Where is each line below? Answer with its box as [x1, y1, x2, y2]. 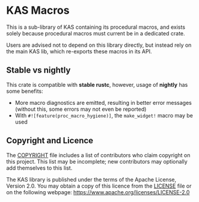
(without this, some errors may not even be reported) [14, 105, 147, 113]
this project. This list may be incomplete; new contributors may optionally [6, 158, 188, 165]
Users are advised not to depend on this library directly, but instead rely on [6, 41, 192, 49]
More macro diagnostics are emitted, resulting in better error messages [14, 99, 192, 106]
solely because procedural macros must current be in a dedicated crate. [6, 29, 185, 37]
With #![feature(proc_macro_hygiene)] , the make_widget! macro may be [14, 111, 194, 119]
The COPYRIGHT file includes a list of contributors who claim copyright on [6, 151, 191, 159]
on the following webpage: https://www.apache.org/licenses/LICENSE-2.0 [6, 188, 190, 195]
